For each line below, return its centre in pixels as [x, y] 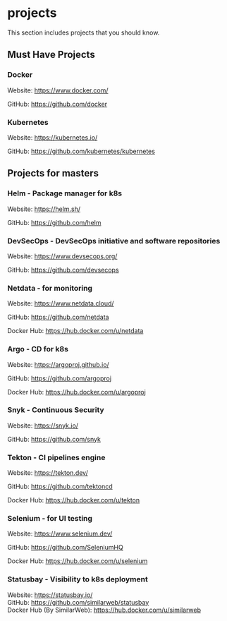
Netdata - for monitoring [50, 288]
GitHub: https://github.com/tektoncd [60, 487]
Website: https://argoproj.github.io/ [58, 364]
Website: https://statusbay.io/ [50, 595]
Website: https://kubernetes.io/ [53, 137]
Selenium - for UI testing [50, 519]
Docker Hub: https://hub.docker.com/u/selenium [78, 561]
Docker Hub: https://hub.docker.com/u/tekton [74, 500]
